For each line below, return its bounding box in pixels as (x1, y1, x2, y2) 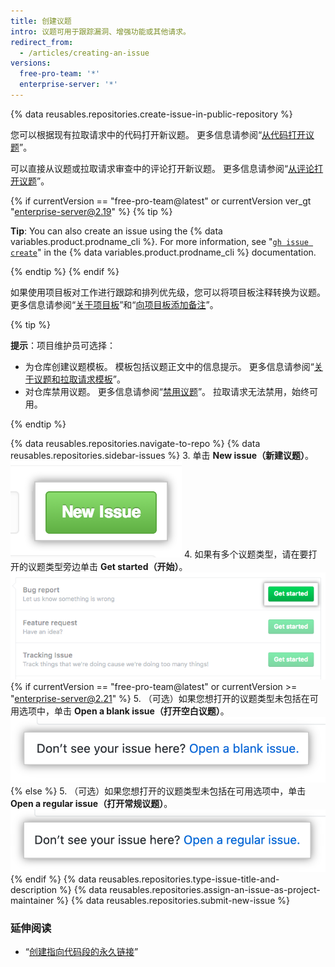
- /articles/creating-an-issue (19, 48, 150, 58)
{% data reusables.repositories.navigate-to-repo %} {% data (10, 437, 261, 449)
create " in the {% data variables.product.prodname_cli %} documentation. (10, 246, 317, 258)
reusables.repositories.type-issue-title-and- (98, 873, 280, 885)
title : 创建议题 (10, 16, 72, 26)
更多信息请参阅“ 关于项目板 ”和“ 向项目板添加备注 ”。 (10, 298, 219, 310)
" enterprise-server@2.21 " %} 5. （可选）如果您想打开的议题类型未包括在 (10, 693, 310, 705)
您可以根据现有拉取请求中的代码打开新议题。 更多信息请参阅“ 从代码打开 (10, 128, 307, 140)
